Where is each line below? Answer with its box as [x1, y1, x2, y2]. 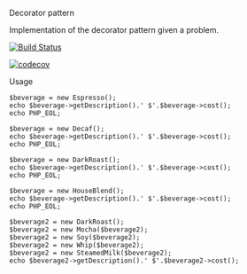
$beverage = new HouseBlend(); [9, 186, 125, 195]
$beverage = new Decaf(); [9, 124, 104, 133]
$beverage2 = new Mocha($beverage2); [9, 225, 149, 234]
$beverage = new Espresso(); [9, 93, 117, 102]
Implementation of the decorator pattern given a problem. [9, 25, 220, 35]
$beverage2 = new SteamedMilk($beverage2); [9, 248, 173, 257]
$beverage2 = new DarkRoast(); [9, 217, 125, 226]
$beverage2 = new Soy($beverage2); [9, 233, 141, 242]
